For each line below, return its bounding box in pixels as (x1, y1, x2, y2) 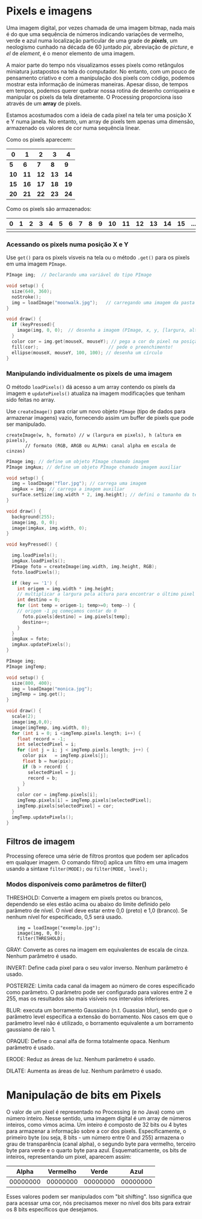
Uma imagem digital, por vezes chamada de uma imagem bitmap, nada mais (6, 24, 195, 31)
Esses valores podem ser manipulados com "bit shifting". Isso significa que (6, 1192, 192, 1200)
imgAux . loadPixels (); (11, 558, 66, 564)
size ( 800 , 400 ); (11, 680, 52, 686)
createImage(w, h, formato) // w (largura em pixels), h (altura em (6, 432, 182, 438)
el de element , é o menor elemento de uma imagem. (6, 49, 135, 57)
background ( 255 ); (11, 514, 55, 520)
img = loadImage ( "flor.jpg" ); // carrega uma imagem (11, 481, 147, 487)
